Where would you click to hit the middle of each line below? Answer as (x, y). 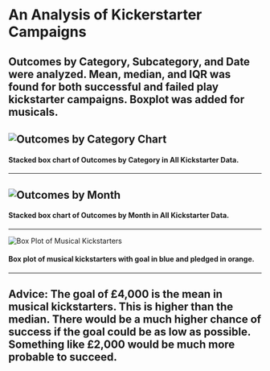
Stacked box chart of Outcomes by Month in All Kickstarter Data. (119, 216)
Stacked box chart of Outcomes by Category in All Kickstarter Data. (124, 159)
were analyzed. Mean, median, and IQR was (120, 74)
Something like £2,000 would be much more (122, 345)
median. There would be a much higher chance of (135, 319)
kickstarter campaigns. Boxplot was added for (127, 99)
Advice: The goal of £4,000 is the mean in (116, 294)
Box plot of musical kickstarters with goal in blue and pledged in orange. (131, 259)
